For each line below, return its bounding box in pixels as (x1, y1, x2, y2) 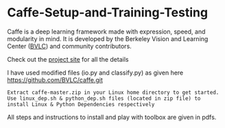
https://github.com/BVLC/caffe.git (7, 75, 103, 84)
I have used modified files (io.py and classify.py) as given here (7, 68, 184, 77)
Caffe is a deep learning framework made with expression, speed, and (7, 27, 206, 36)
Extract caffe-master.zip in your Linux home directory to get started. (7, 89, 220, 96)
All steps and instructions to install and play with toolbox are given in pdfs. (7, 113, 217, 121)
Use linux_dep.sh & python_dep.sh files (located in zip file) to (7, 94, 201, 102)
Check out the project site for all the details (7, 55, 129, 63)
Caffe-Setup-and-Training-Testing (7, 5, 208, 21)
